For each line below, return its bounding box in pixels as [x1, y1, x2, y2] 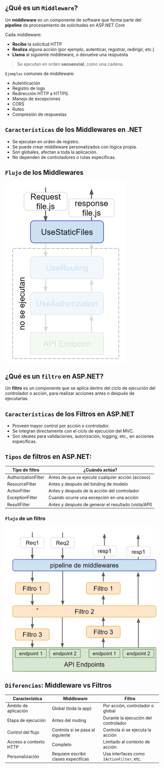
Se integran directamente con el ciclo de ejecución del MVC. [12, 428, 134, 434]
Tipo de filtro [12, 467, 40, 473]
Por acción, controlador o [103, 703, 154, 709]
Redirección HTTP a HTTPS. [12, 90, 69, 96]
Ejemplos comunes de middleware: [5, 71, 75, 77]
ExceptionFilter [7, 495, 38, 501]
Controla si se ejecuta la [103, 727, 151, 733]
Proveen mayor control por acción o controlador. [12, 423, 110, 429]
